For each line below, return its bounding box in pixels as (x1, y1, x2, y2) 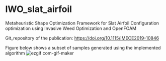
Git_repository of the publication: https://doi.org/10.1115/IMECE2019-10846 (5, 35, 159, 41)
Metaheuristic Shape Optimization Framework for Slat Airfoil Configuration (5, 20, 159, 26)
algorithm (5, 50, 25, 56)
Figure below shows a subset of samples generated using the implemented (5, 44, 161, 50)
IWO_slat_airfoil (5, 3, 72, 15)
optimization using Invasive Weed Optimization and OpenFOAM (5, 25, 137, 31)
